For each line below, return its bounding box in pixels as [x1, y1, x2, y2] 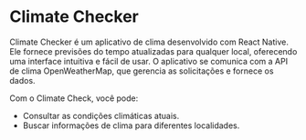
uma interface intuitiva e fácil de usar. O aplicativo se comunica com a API [9, 55, 289, 66]
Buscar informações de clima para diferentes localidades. [22, 120, 240, 131]
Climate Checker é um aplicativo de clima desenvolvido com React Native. [9, 36, 290, 47]
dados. [9, 75, 36, 85]
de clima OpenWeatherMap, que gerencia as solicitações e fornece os [9, 65, 274, 76]
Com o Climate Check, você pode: [9, 93, 139, 104]
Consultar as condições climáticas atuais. [22, 110, 180, 121]
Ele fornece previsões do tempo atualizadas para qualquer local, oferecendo [9, 45, 298, 56]
